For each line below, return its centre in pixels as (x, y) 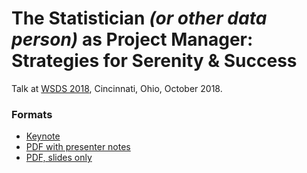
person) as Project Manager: (132, 39)
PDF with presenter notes (78, 147)
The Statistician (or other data (139, 18)
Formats (32, 114)
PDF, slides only (59, 158)
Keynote (43, 136)
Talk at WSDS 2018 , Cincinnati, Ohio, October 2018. (117, 88)
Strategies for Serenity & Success (154, 61)
